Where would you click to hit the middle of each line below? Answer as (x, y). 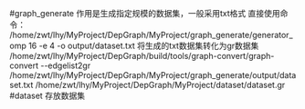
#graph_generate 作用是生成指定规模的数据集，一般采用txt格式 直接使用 (145, 13)
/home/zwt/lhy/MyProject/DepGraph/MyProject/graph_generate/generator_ (152, 35)
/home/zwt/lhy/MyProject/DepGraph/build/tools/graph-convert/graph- (142, 56)
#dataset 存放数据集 (47, 95)
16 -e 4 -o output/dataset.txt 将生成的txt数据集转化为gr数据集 (144, 45)
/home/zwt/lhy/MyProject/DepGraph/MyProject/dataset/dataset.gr (160, 85)
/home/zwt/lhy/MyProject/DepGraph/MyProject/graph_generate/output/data (153, 75)
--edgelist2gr (66, 65)
